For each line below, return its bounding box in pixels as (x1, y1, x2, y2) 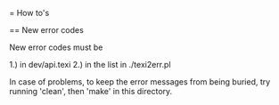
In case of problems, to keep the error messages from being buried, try (9, 77, 271, 87)
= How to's (9, 8, 50, 18)
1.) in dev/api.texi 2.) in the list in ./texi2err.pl (9, 60, 171, 69)
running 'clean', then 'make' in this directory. (9, 86, 173, 96)
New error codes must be (9, 42, 103, 52)
